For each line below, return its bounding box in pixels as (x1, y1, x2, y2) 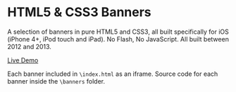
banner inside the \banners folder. (7, 77, 106, 85)
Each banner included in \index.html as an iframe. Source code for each (7, 70, 218, 78)
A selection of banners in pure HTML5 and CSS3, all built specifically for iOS (7, 27, 229, 36)
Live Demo (7, 55, 39, 64)
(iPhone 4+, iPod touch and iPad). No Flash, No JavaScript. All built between (7, 34, 229, 43)
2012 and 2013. (7, 42, 51, 51)
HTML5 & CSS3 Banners (7, 4, 151, 20)
